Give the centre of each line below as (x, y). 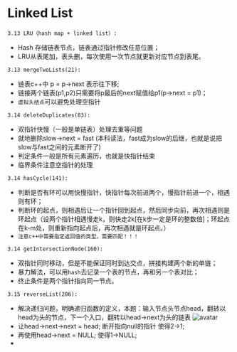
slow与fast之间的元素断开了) (59, 146)
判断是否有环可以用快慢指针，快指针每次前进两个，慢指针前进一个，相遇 (123, 192)
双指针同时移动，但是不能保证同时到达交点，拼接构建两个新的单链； (117, 263)
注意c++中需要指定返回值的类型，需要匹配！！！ (78, 236)
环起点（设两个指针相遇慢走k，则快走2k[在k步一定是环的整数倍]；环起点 (123, 219)
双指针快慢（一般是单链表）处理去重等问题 (80, 129)
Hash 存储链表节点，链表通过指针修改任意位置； (89, 47)
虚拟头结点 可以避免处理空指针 (59, 102)
